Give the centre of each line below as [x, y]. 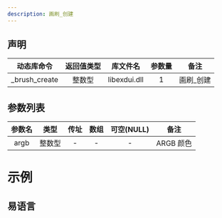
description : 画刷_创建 [40, 14]
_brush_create [35, 80]
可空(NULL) [130, 130]
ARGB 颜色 [174, 143]
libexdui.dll [126, 80]
